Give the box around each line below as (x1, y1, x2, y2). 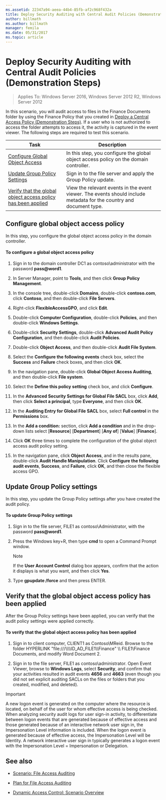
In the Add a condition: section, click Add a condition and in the (12, 423, 143, 429)
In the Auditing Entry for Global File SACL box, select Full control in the (12, 408, 159, 414)
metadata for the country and (66, 197, 134, 203)
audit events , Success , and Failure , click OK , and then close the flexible (12, 463, 161, 469)
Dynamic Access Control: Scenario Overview (12, 789, 104, 795)
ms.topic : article (5, 35, 43, 40)
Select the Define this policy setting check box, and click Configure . (12, 383, 154, 389)
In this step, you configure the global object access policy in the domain (5, 233, 152, 239)
